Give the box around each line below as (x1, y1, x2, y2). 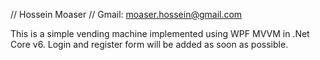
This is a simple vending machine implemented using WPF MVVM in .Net (10, 28, 310, 39)
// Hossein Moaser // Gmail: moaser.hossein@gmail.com (10, 9, 243, 20)
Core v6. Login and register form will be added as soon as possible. (10, 39, 289, 50)
